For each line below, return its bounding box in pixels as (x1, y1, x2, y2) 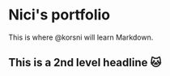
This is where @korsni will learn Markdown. (8, 32, 154, 42)
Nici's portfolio (8, 6, 111, 24)
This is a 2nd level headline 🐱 (8, 56, 162, 70)
